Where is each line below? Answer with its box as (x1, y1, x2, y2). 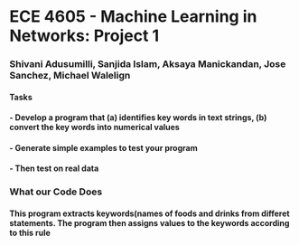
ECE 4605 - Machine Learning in (9, 6, 257, 27)
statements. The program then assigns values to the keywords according (9, 218, 290, 228)
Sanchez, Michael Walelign (9, 70, 131, 82)
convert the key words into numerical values (9, 122, 181, 133)
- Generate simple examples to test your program (9, 142, 198, 153)
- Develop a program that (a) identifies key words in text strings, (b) (9, 112, 267, 123)
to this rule (9, 228, 51, 238)
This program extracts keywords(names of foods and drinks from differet (9, 208, 291, 219)
